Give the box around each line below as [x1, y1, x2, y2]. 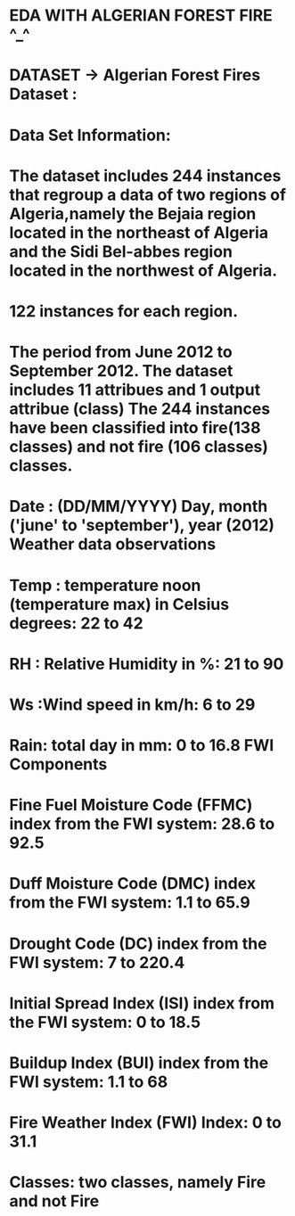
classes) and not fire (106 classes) [9, 437, 269, 457]
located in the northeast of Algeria [9, 222, 269, 242]
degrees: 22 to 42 [9, 612, 144, 633]
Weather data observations [9, 534, 217, 555]
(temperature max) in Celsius [9, 594, 230, 614]
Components [9, 754, 108, 775]
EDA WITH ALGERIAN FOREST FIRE [9, 5, 274, 26]
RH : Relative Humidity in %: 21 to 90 [9, 653, 284, 674]
